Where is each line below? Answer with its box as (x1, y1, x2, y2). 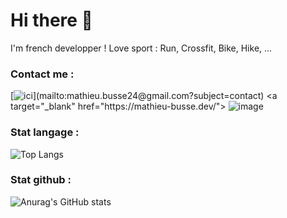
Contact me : (10, 67, 75, 81)
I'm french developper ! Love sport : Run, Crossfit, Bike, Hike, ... (10, 42, 273, 54)
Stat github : (10, 173, 72, 187)
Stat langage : (10, 125, 80, 139)
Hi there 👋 (10, 9, 93, 32)
